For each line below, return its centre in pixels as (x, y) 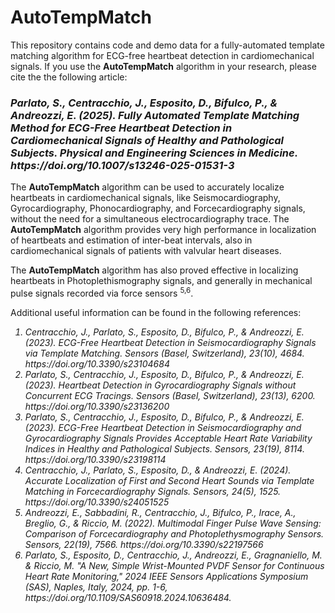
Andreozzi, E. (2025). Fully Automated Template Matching (155, 115)
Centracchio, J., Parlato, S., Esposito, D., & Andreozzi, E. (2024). (158, 470)
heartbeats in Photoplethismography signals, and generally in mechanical (161, 281)
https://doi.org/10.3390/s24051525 (97, 502)
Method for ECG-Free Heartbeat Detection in (121, 128)
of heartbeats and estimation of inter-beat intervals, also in (131, 240)
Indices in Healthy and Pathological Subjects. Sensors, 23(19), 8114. (164, 448)
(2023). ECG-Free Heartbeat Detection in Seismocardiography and (163, 427)
